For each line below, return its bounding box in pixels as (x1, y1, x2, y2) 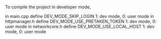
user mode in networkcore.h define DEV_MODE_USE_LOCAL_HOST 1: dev (5, 24, 155, 29)
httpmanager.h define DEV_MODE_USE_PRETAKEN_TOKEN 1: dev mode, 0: (5, 19, 157, 24)
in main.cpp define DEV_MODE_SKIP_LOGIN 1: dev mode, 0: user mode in (5, 13, 154, 19)
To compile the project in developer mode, (5, 4, 91, 10)
